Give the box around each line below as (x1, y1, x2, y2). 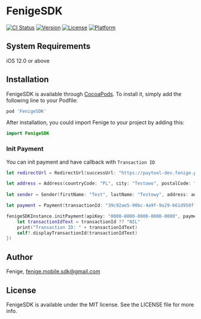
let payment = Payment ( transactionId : (6, 203, 103, 208)
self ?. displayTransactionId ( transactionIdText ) (17, 230, 138, 236)
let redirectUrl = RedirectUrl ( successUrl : (6, 170, 117, 176)
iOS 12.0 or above (6, 57, 50, 64)
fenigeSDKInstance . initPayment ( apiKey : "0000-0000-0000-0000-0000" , (6, 213, 181, 219)
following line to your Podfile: (6, 97, 78, 104)
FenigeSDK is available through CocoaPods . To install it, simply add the (6, 90, 182, 97)
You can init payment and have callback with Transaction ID (6, 158, 156, 165)
